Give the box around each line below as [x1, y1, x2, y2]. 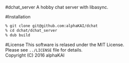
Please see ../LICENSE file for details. [5, 47, 83, 53]
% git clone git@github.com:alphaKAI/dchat [5, 23, 98, 28]
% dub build [5, 32, 30, 38]
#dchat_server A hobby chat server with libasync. [5, 4, 108, 10]
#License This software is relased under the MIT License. [5, 42, 124, 48]
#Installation [5, 14, 31, 19]
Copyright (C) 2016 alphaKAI [5, 52, 64, 58]
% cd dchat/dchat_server [5, 28, 57, 33]
